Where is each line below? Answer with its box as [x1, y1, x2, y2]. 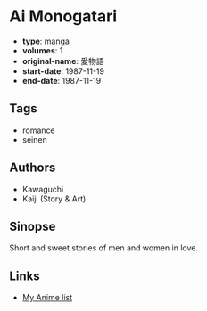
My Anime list [21, 292, 73, 303]
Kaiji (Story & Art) [21, 193, 87, 204]
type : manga [21, 36, 70, 46]
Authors [9, 160, 56, 176]
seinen [21, 134, 47, 144]
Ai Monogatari [9, 6, 118, 27]
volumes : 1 [21, 45, 63, 55]
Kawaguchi [21, 184, 64, 194]
